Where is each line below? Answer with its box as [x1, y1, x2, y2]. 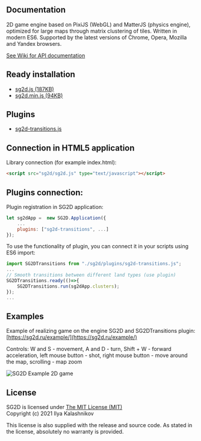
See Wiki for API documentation [6, 51, 85, 59]
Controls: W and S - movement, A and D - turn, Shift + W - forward [6, 346, 172, 353]
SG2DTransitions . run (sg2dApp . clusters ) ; [17, 283, 120, 289]
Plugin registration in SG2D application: [6, 203, 104, 210]
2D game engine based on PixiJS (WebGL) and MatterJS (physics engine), [6, 21, 191, 28]
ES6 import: [6, 249, 36, 256]
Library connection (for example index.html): [6, 159, 117, 166]
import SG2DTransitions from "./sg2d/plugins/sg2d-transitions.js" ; [6, 261, 182, 267]
